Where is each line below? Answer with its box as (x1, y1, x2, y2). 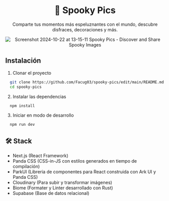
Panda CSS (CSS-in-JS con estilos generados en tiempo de (12, 158, 137, 164)
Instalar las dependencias (12, 93, 67, 99)
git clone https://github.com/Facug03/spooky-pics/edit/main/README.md (10, 79, 164, 85)
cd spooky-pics (10, 84, 42, 89)
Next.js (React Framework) (12, 153, 69, 159)
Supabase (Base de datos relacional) (12, 190, 90, 196)
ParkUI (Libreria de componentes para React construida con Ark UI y (12, 169, 156, 175)
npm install (10, 103, 35, 108)
